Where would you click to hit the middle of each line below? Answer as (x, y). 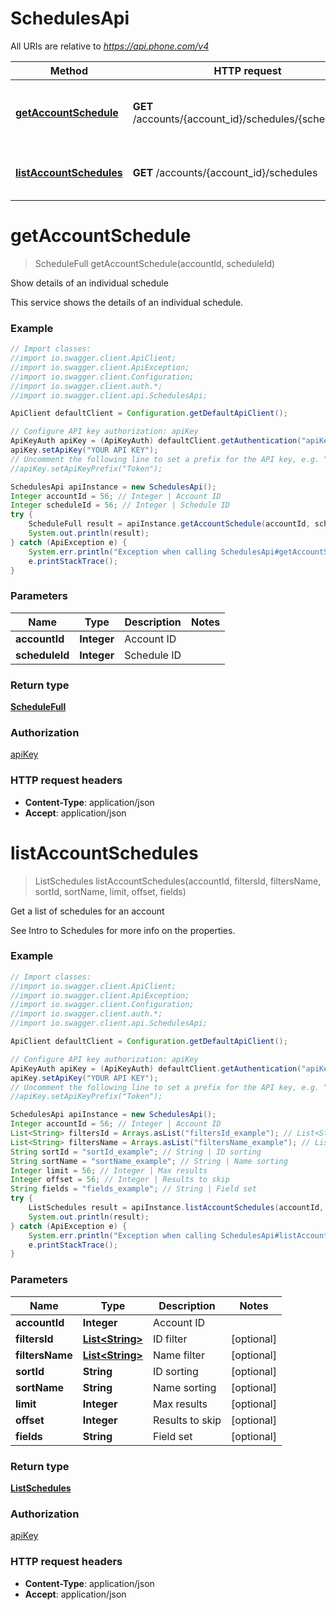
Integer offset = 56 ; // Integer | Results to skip (120, 1180)
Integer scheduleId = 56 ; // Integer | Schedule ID (120, 505)
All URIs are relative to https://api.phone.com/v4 (110, 46)
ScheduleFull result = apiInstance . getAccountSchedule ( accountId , (169, 524)
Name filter (178, 1355)
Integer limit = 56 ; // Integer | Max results (109, 1170)
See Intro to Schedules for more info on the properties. (123, 930)
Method (68, 70)
